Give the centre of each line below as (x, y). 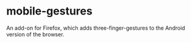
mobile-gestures (50, 11)
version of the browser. (36, 34)
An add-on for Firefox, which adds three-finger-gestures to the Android (96, 28)
